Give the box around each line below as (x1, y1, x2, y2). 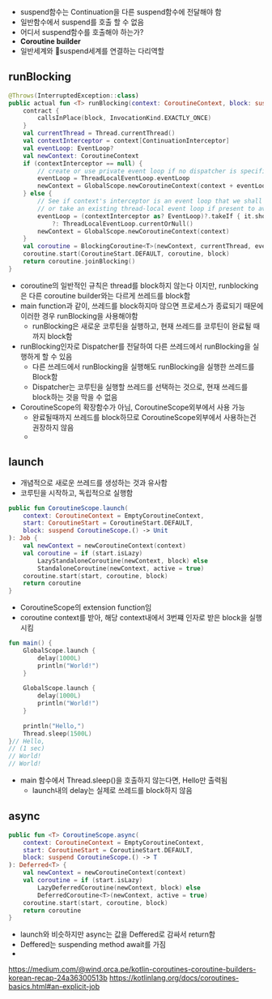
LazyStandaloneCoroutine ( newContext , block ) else (37, 556, 208, 565)
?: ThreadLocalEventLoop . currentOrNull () (51, 220, 194, 228)
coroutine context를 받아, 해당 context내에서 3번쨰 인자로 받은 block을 (19, 613, 248, 623)
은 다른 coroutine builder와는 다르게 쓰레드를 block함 (19, 290, 191, 300)
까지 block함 (32, 331, 73, 341)
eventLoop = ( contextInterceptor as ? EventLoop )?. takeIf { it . (37, 212, 255, 221)
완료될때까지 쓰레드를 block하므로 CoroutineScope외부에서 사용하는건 (32, 412, 257, 422)
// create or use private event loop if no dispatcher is (37, 167, 237, 175)
